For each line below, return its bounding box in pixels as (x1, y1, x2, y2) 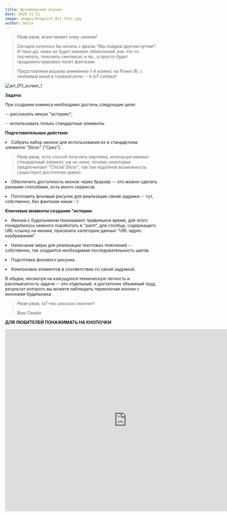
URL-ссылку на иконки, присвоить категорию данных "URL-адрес (5, 228, 142, 234)
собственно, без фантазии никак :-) (5, 199, 79, 205)
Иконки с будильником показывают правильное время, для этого (11, 217, 148, 224)
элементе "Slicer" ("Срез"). (5, 144, 62, 151)
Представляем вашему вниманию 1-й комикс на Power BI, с (16, 69, 143, 74)
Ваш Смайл (16, 310, 41, 316)
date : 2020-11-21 (5, 12, 40, 17)
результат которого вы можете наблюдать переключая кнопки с (5, 286, 140, 292)
